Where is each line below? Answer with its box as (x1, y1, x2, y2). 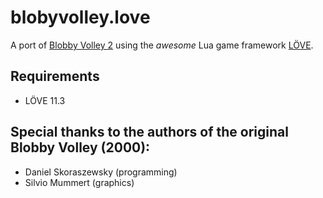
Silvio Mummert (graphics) (24, 176, 135, 188)
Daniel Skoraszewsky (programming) (24, 166, 178, 178)
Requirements (10, 68, 100, 85)
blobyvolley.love (10, 6, 151, 29)
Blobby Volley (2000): (10, 139, 151, 156)
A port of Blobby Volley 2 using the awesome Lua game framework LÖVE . (10, 39, 314, 51)
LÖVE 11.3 (24, 94, 66, 106)
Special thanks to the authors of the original (10, 124, 289, 141)
